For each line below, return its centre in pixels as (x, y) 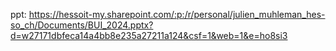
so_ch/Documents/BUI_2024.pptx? (82, 25)
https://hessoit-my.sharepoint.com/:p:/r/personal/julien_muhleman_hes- (177, 14)
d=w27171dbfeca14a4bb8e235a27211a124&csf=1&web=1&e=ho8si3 (149, 35)
